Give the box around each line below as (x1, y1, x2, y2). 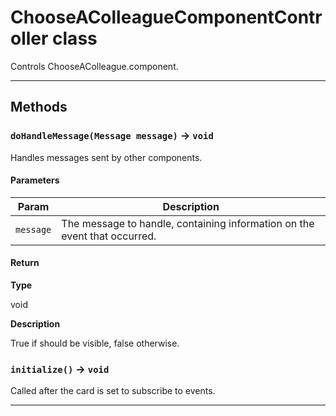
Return (10, 257, 40, 269)
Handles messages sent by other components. (10, 151, 203, 163)
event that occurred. (61, 229, 157, 243)
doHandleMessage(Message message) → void (10, 129, 214, 143)
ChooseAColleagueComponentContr (10, 6, 323, 29)
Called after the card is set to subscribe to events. (10, 385, 216, 397)
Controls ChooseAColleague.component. (10, 60, 179, 72)
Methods (10, 99, 68, 116)
